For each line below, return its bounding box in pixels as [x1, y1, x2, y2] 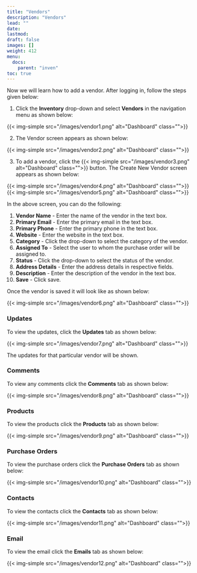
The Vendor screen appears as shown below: [15, 135, 128, 142]
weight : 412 [7, 48, 37, 54]
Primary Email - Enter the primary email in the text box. [15, 218, 153, 226]
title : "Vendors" [7, 8, 51, 15]
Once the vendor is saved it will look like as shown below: [7, 288, 150, 295]
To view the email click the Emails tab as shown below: [7, 548, 144, 556]
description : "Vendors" [7, 14, 67, 20]
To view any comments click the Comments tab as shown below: [7, 380, 169, 387]
